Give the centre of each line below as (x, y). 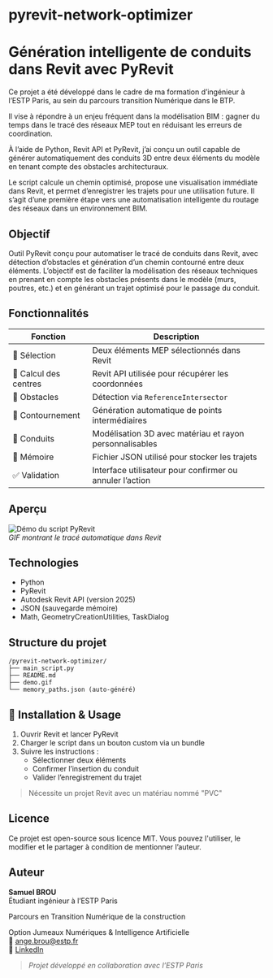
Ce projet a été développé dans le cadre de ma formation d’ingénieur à (127, 92)
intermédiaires (120, 420)
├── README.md (32, 676)
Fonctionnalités (49, 313)
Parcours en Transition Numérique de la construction (97, 916)
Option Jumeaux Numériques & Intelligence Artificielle (99, 932)
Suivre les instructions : (59, 751)
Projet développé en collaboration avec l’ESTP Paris (115, 965)
